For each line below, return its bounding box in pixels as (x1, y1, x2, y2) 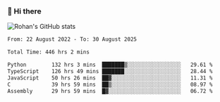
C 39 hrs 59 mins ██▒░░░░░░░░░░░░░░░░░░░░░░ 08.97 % (7, 81, 213, 88)
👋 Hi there (7, 6, 42, 16)
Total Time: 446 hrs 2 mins (7, 49, 90, 56)
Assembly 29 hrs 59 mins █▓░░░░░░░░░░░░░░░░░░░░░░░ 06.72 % (7, 87, 213, 94)
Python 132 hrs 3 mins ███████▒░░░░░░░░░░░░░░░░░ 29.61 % (7, 61, 213, 69)
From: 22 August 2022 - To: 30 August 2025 (7, 36, 137, 43)
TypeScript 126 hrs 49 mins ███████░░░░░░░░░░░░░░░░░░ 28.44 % (7, 68, 213, 75)
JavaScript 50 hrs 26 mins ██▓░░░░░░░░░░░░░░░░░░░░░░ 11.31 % (7, 74, 213, 82)
